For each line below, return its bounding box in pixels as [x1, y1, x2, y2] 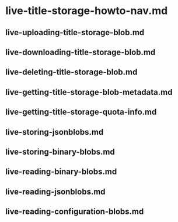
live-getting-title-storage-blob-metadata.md [5, 87, 173, 97]
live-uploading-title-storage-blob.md [5, 28, 145, 37]
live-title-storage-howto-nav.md [5, 4, 168, 18]
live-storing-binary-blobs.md [5, 146, 115, 156]
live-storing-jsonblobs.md [5, 127, 104, 137]
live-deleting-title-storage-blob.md [5, 67, 138, 77]
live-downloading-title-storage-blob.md [5, 47, 156, 57]
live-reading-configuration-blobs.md [5, 207, 144, 217]
